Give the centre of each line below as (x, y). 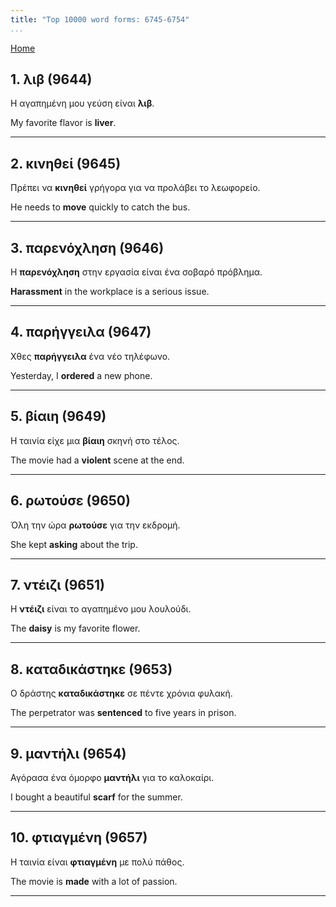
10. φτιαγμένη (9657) (79, 837)
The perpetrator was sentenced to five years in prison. (123, 713)
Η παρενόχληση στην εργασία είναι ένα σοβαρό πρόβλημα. (136, 272)
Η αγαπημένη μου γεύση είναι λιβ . (82, 103)
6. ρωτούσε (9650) (70, 501)
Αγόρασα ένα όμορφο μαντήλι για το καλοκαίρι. (112, 777)
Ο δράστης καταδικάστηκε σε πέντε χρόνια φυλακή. (121, 693)
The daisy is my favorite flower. (75, 628)
